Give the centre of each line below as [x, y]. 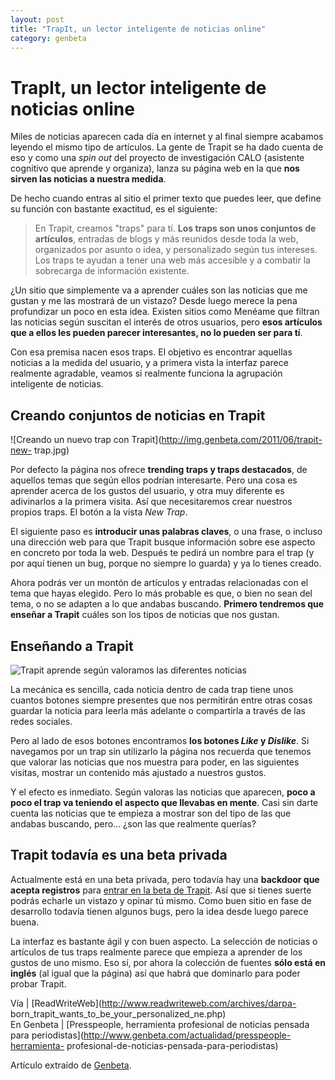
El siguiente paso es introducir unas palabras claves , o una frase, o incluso [166, 532]
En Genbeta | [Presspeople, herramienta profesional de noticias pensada [160, 1024]
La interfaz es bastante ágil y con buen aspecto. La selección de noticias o [164, 941]
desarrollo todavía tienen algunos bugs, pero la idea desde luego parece [159, 911]
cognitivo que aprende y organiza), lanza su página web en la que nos [155, 168]
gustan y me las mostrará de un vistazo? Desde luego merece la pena [154, 301]
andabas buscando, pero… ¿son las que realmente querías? [133, 823]
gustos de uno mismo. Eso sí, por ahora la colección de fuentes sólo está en [168, 962]
